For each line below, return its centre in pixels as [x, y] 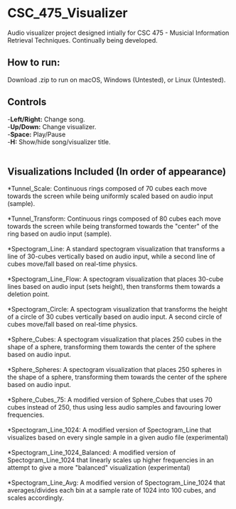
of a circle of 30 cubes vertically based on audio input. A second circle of [115, 317]
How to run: [34, 63]
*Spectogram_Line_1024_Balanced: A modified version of [92, 453]
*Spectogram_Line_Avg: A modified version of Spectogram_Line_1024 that [116, 483]
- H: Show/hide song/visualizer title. [59, 142]
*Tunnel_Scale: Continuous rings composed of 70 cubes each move [107, 189]
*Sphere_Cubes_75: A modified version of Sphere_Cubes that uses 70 [110, 400]
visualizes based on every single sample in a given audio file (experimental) [118, 437]
